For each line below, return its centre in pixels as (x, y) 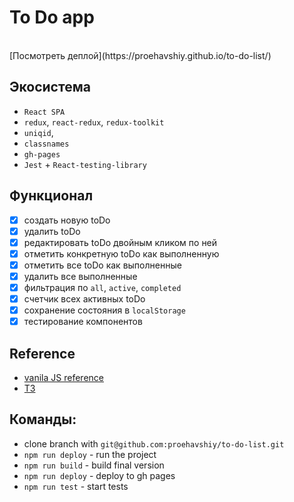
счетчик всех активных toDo (84, 299)
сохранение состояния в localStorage (104, 310)
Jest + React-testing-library (85, 164)
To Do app (52, 17)
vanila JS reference (63, 377)
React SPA (44, 112)
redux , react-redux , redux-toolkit (94, 122)
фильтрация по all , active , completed (102, 287)
